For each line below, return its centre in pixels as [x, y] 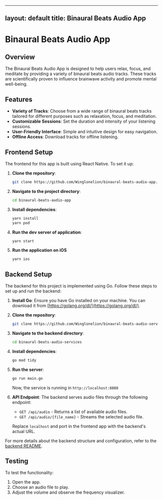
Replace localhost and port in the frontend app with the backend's [79, 426]
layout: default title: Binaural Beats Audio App [76, 18]
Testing [17, 461]
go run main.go [27, 378]
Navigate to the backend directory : [48, 333]
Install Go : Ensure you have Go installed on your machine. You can [79, 301]
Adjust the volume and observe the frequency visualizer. [68, 492]
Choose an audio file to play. [41, 487]
